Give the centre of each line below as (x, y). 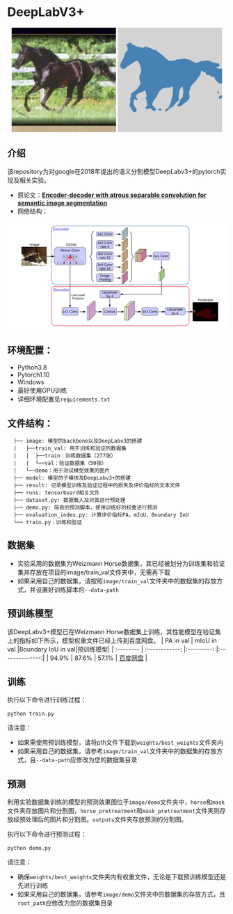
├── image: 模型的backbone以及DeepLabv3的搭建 (78, 441)
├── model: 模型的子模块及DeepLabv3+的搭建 (72, 478)
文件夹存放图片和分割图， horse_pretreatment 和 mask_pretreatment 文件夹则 (114, 811)
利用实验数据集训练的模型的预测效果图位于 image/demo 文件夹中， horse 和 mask (116, 802)
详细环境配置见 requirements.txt (64, 399)
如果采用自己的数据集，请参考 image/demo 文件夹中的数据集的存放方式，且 (121, 895)
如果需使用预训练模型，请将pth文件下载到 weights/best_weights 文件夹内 (120, 743)
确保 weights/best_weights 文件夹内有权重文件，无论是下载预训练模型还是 (121, 877)
